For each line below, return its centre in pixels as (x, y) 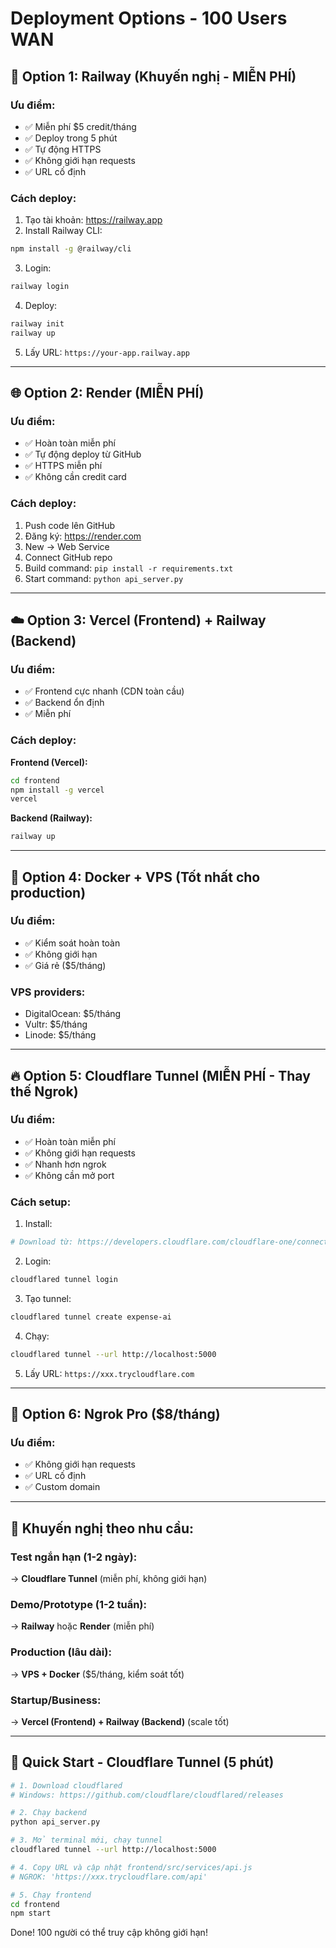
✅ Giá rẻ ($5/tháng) (65, 965)
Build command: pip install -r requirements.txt (129, 568)
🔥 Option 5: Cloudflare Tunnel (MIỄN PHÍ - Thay (160, 1075)
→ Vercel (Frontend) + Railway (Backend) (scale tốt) (120, 1721)
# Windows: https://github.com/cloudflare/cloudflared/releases (147, 1795)
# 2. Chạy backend (48, 1813)
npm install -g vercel (57, 790)
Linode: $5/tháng (60, 1035)
